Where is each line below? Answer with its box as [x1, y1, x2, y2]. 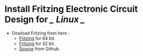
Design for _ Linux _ [4, 14, 85, 25]
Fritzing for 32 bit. [19, 40, 55, 46]
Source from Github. [19, 46, 60, 52]
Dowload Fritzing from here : [11, 30, 70, 36]
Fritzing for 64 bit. [19, 35, 56, 41]
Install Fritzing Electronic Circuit [4, 3, 138, 15]
